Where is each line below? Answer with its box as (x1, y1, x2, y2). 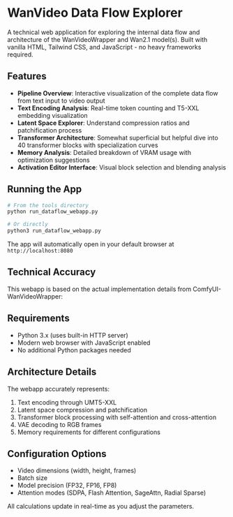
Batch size (17, 474, 47, 482)
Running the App (7, 183, 82, 195)
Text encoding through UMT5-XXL (17, 398, 117, 406)
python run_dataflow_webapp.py (7, 208, 98, 216)
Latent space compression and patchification (17, 405, 148, 414)
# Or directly (7, 221, 49, 228)
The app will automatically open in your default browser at (7, 240, 174, 248)
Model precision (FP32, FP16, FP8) (17, 481, 117, 490)
